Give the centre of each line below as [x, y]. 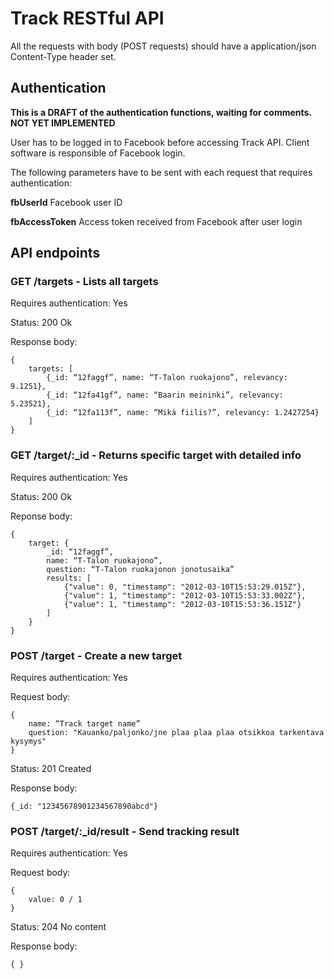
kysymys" [28, 742]
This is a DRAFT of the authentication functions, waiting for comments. [161, 112]
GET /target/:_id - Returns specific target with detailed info [156, 455]
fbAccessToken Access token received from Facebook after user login [156, 221]
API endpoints [55, 253]
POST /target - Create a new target [96, 655]
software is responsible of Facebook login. [98, 153]
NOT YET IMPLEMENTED [63, 123]
